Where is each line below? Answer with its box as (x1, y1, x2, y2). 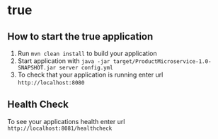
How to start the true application (7, 30, 154, 43)
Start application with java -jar (17, 57, 110, 65)
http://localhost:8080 (17, 79, 85, 87)
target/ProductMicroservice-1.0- (113, 58, 212, 65)
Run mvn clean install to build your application (17, 49, 157, 57)
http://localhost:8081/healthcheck (7, 125, 113, 132)
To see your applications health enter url (7, 117, 125, 126)
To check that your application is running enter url (17, 70, 163, 79)
